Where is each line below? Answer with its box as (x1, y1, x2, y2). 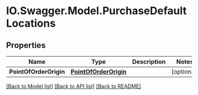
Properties (6, 40, 46, 50)
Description (132, 58, 166, 65)
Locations (6, 17, 56, 30)
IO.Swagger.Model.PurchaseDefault (6, 4, 187, 18)
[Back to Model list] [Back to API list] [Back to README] (6, 83, 141, 90)
